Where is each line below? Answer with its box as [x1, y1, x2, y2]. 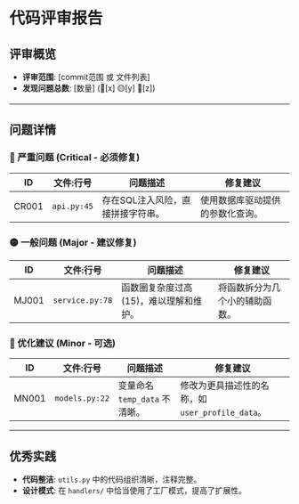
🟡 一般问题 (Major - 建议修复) [9, 236, 137, 248]
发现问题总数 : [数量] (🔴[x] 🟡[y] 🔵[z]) [21, 83, 156, 93]
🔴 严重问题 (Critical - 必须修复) [9, 151, 141, 164]
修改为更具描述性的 [180, 379, 261, 392]
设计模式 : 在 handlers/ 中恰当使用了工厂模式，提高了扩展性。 [21, 485, 247, 496]
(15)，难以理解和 [121, 295, 194, 307]
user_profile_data [180, 408, 258, 419]
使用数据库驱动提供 [199, 193, 281, 206]
